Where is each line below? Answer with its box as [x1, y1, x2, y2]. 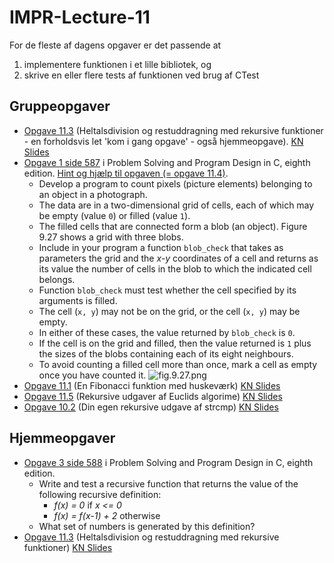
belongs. [38, 273, 76, 285]
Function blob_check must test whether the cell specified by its [38, 284, 297, 296]
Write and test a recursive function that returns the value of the [38, 477, 299, 490]
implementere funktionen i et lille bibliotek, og [23, 58, 212, 70]
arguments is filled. [38, 294, 118, 306]
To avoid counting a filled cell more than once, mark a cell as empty [38, 358, 318, 370]
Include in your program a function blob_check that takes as [38, 241, 284, 253]
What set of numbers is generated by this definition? [38, 520, 256, 532]
